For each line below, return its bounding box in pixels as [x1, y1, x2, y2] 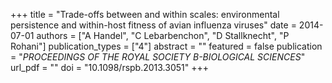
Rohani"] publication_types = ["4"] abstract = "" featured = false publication [10, 40, 323, 52]
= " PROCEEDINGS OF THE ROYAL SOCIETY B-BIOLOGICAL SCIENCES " [10, 51, 306, 63]
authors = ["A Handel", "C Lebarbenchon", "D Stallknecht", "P [36, 30, 290, 41]
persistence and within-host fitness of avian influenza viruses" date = [10, 19, 297, 31]
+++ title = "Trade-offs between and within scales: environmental [10, 9, 280, 20]
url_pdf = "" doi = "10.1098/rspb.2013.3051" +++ [10, 62, 210, 73]
